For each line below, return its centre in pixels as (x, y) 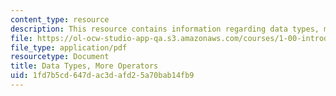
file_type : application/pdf (69, 47)
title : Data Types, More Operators (84, 66)
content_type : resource (60, 19)
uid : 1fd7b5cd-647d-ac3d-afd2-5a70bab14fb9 (102, 76)
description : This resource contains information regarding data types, (165, 29)
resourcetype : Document (60, 57)
